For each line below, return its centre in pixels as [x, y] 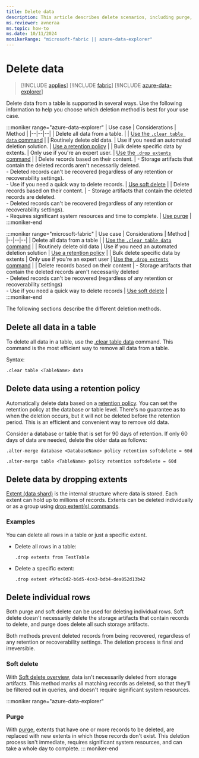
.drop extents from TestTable [52, 557]
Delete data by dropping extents [67, 479]
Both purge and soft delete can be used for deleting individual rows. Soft [95, 612]
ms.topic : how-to [28, 28]
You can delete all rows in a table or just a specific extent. [77, 535]
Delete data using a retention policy [73, 389]
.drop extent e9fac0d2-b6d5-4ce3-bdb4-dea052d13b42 [80, 579]
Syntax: [15, 359]
